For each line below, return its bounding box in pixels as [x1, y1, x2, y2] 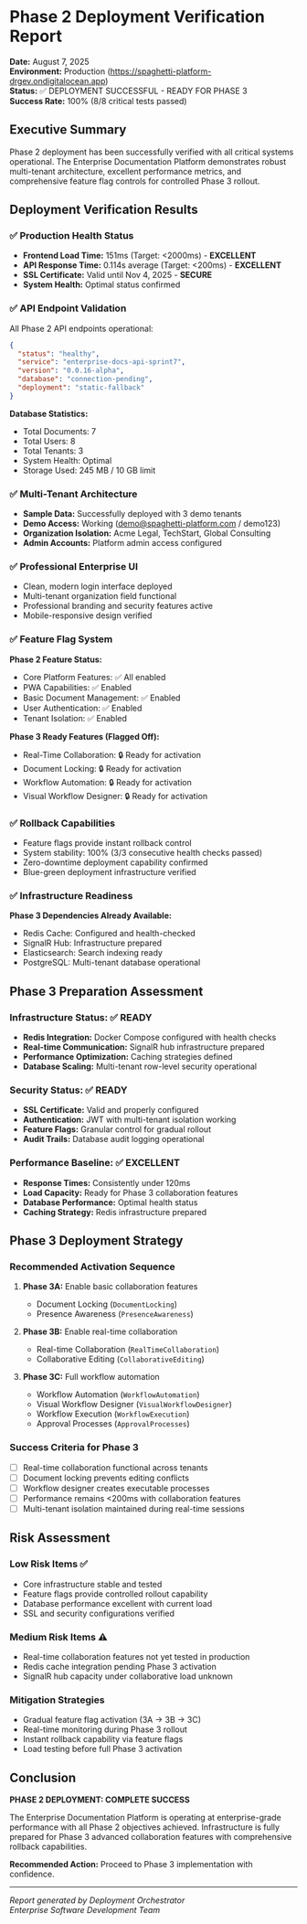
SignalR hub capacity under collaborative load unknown [22, 1671, 233, 1682]
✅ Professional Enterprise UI [9, 561, 139, 573]
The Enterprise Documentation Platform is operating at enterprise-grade [9, 1812, 281, 1823]
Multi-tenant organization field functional [22, 591, 177, 602]
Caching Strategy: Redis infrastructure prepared [22, 1206, 207, 1217]
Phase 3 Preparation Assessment [9, 983, 204, 999]
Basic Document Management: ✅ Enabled [22, 692, 181, 703]
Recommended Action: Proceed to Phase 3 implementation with [9, 1859, 253, 1870]
